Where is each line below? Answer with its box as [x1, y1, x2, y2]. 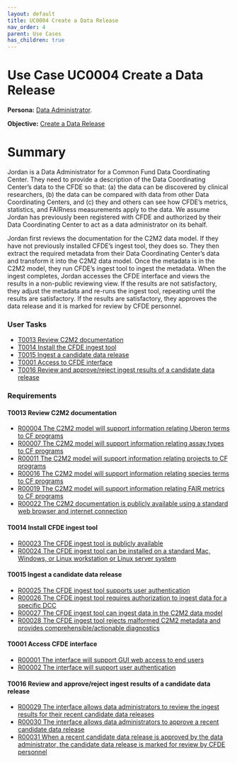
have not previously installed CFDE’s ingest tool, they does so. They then [7, 242, 219, 250]
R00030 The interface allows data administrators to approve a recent [17, 718, 219, 726]
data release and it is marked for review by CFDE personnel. [7, 302, 183, 310]
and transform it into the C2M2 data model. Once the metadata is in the [7, 256, 215, 265]
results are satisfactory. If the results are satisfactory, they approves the [7, 295, 217, 303]
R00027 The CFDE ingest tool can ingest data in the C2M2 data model [17, 609, 223, 617]
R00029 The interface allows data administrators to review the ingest [17, 703, 219, 711]
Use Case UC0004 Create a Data [7, 67, 204, 84]
